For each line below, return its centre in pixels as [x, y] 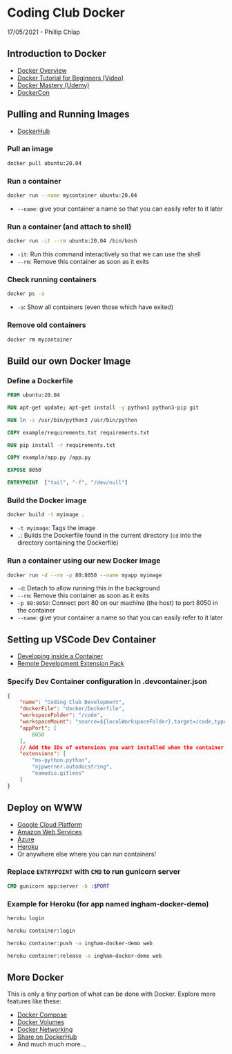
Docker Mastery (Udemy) [53, 85]
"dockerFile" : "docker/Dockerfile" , [72, 709]
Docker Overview [42, 70]
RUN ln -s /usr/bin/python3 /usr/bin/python [72, 420]
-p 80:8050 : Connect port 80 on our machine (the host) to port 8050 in [117, 603]
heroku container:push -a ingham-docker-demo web [80, 943]
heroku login [26, 918]
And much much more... [51, 1044]
